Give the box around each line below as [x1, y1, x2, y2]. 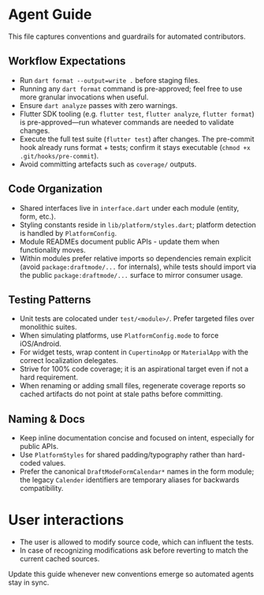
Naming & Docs [8, 412, 85, 425]
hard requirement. [19, 372, 79, 382]
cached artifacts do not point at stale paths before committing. [19, 389, 223, 399]
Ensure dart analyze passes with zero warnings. [19, 100, 178, 110]
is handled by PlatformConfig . [19, 228, 117, 238]
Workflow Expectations [8, 54, 126, 68]
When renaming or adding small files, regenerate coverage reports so [19, 381, 246, 391]
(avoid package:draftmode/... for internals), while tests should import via [19, 262, 257, 271]
